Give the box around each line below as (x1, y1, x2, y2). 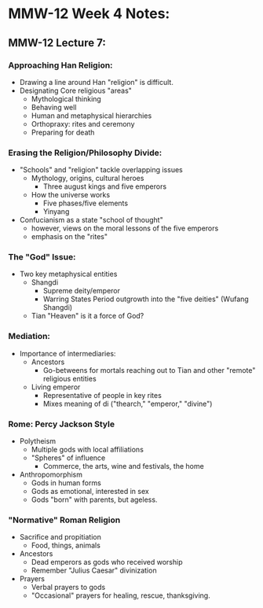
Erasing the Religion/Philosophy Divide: (8, 147, 163, 158)
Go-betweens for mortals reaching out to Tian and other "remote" (42, 365, 256, 374)
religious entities (42, 374, 97, 383)
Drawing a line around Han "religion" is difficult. (19, 77, 174, 87)
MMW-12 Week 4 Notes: (8, 5, 170, 23)
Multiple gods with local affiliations (31, 445, 144, 455)
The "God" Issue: (8, 252, 76, 263)
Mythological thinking (31, 94, 102, 103)
